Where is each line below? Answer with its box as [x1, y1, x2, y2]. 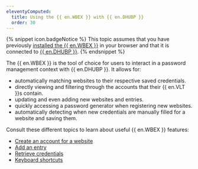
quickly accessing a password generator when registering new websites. [14, 102, 193, 110]
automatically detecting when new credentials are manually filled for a [14, 108, 186, 115]
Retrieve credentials [14, 150, 64, 157]
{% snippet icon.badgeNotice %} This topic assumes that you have [6, 36, 170, 43]
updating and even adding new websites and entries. [14, 96, 144, 103]
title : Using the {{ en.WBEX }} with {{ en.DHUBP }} [11, 14, 144, 20]
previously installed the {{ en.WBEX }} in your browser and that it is [6, 42, 170, 49]
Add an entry [14, 144, 47, 151]
